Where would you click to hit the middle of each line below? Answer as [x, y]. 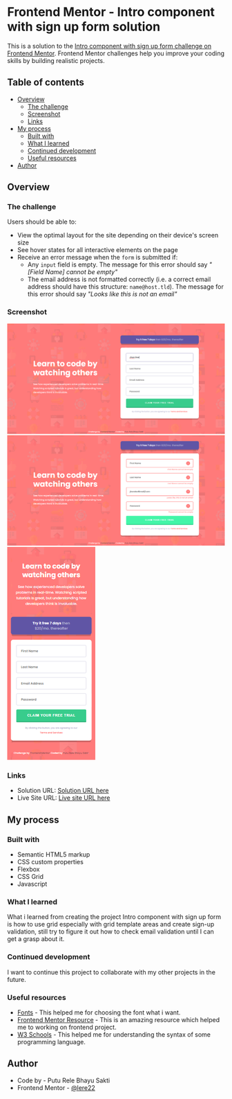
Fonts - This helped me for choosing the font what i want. [99, 1012]
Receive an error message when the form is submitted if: [97, 258]
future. [17, 979]
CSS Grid [30, 877]
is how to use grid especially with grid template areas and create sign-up [111, 924]
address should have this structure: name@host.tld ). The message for [126, 287]
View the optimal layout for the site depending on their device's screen [118, 235]
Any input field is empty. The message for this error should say [117, 265]
